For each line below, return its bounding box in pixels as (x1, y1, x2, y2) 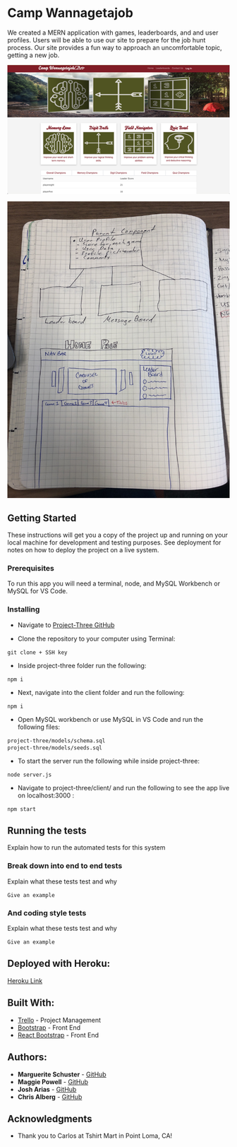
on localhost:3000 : (17, 791, 75, 800)
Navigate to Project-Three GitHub (17, 620, 115, 629)
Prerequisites (7, 563, 54, 573)
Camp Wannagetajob (7, 5, 134, 21)
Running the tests (7, 825, 87, 837)
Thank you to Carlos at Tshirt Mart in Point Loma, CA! (17, 1131, 173, 1140)
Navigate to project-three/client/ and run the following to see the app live (17, 783, 230, 792)
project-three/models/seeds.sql (7, 744, 102, 751)
